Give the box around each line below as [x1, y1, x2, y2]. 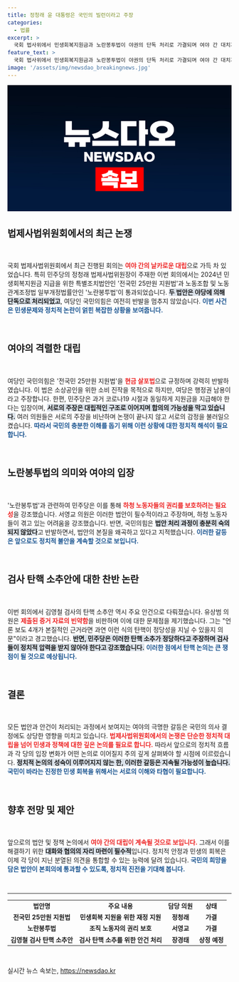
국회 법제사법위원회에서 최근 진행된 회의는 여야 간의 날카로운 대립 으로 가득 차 [7, 261, 219, 270]
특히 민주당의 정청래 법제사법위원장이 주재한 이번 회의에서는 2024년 [33, 270, 223, 279]
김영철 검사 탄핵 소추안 [10, 935, 73, 944]
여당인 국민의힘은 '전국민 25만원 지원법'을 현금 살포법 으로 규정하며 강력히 [7, 377, 211, 385]
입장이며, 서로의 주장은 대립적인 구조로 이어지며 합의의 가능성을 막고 [20, 403, 207, 411]
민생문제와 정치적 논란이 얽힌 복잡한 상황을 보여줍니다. [14, 306, 164, 314]
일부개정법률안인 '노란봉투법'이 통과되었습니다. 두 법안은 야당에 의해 [38, 288, 225, 297]
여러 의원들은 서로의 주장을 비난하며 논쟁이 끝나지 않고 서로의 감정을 [16, 412, 205, 421]
